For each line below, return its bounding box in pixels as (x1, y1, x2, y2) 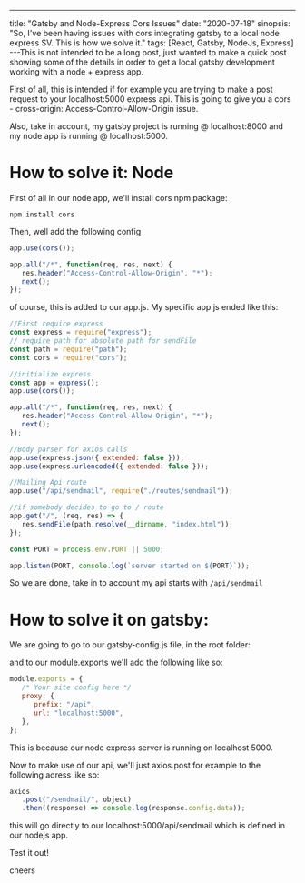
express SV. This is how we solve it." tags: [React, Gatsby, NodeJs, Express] (9, 37, 294, 48)
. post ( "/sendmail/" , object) (21, 795, 132, 805)
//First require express (9, 319, 103, 328)
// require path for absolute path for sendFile (9, 336, 197, 346)
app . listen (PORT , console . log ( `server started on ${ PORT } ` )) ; (9, 561, 250, 570)
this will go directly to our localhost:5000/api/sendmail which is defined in (9, 820, 286, 831)
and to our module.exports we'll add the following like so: (9, 657, 223, 668)
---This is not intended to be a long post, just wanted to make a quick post (9, 47, 287, 57)
